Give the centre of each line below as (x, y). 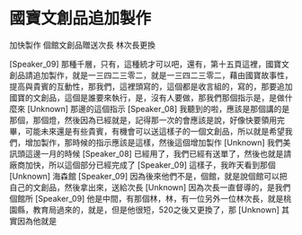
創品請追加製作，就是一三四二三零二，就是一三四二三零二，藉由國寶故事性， (151, 75)
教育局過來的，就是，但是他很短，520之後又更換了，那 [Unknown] (156, 209)
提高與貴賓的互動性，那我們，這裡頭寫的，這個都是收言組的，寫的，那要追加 (151, 86)
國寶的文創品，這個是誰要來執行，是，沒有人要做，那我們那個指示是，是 (143, 97)
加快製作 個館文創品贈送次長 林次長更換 (82, 45)
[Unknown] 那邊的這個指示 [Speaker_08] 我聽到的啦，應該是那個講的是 (158, 109)
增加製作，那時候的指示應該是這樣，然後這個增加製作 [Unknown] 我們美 (158, 142)
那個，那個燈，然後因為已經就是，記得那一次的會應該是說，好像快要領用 (143, 120)
